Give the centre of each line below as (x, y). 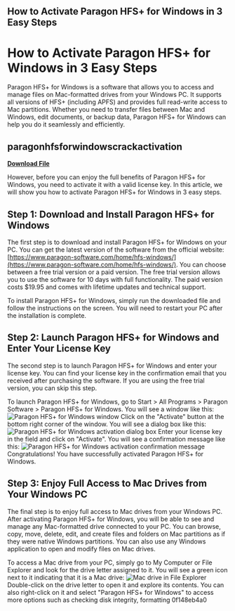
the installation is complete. (47, 315)
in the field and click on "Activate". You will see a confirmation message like (116, 439)
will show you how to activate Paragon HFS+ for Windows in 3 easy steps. (115, 192)
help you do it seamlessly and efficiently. (66, 124)
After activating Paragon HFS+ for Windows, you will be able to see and (111, 519)
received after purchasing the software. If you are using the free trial (106, 380)
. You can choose (201, 264)
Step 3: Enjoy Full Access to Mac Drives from (107, 483)
